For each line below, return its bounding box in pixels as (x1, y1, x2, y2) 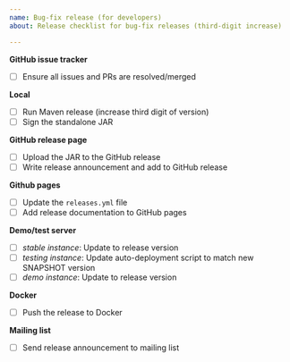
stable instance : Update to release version (21, 242, 179, 253)
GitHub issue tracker (9, 54, 88, 64)
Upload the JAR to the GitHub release (21, 151, 161, 162)
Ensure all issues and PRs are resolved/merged (21, 71, 197, 81)
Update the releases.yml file (21, 197, 128, 207)
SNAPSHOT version (21, 263, 96, 274)
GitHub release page (9, 134, 88, 145)
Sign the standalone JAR (21, 116, 114, 127)
